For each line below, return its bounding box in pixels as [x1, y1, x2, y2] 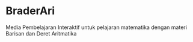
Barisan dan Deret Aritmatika [5, 30, 77, 37]
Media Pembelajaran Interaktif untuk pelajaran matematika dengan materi [5, 24, 188, 31]
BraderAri [5, 4, 55, 18]
